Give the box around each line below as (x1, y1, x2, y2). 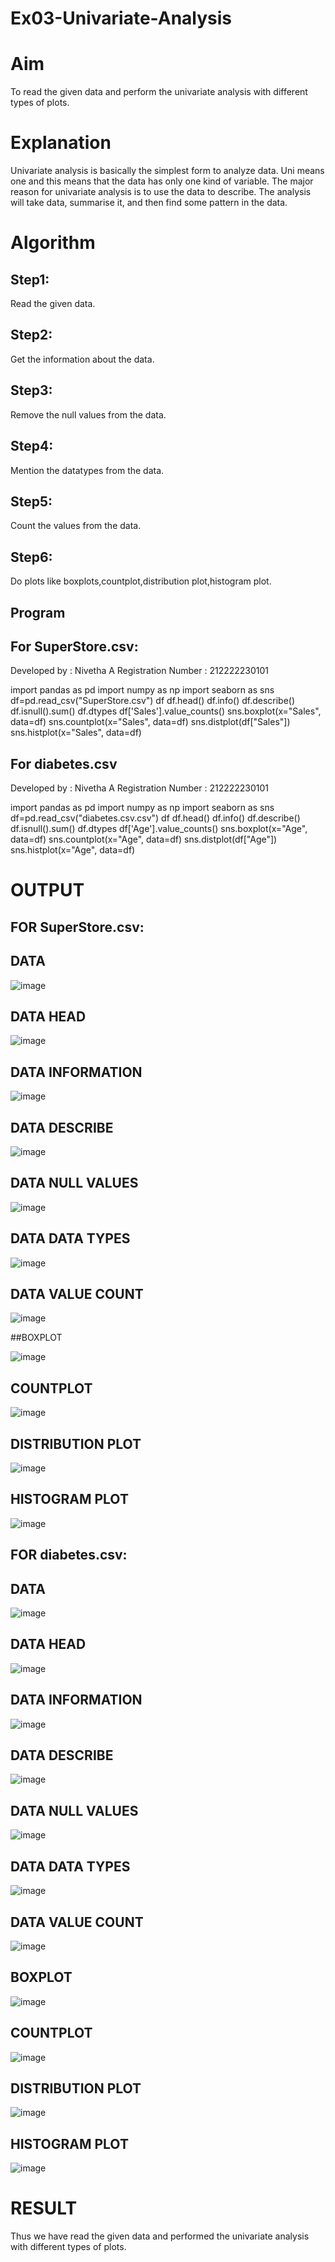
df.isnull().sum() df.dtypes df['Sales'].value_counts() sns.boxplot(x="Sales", (10, 705, 322, 717)
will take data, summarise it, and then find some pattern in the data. (10, 197, 288, 209)
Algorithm (10, 232, 96, 254)
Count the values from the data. (10, 520, 142, 532)
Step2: (10, 327, 53, 344)
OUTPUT (10, 879, 85, 902)
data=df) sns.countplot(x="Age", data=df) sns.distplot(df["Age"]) (10, 833, 278, 846)
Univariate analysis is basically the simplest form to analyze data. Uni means (10, 165, 325, 177)
